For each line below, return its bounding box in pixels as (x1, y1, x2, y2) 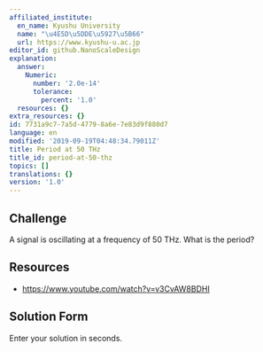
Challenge (9, 210, 67, 226)
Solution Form (9, 309, 89, 325)
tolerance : (32, 87, 73, 96)
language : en (9, 129, 58, 137)
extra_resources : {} (9, 112, 86, 121)
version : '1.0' (9, 178, 66, 187)
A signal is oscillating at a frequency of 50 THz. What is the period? (9, 234, 255, 245)
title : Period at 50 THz (9, 145, 101, 153)
